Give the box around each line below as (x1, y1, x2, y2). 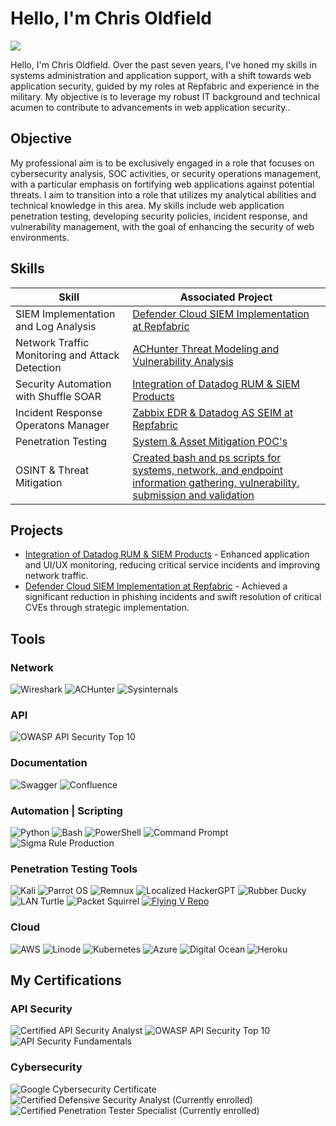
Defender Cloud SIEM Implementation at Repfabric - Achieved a (24, 580, 288, 592)
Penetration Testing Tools (10, 862, 138, 876)
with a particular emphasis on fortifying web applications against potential (10, 178, 315, 190)
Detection (15, 360, 62, 374)
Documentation (10, 756, 88, 770)
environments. (10, 231, 70, 243)
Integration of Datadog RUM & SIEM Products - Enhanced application (24, 548, 310, 561)
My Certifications (10, 972, 122, 989)
